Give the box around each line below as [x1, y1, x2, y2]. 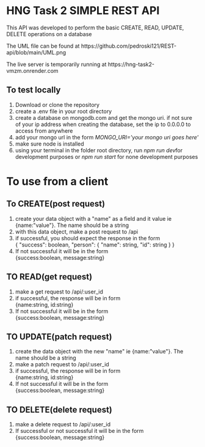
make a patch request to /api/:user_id [15, 361, 110, 368]
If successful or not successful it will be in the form [15, 427, 144, 435]
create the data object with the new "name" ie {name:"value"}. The [15, 348, 184, 355]
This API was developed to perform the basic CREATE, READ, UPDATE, [6, 24, 184, 31]
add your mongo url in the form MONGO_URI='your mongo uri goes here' [15, 133, 199, 141]
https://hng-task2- [107, 61, 154, 68]
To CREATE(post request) [6, 199, 106, 209]
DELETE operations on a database [6, 30, 92, 37]
